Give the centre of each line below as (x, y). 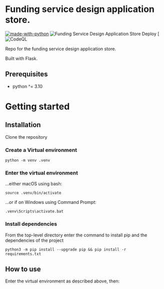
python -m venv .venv (28, 161)
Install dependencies (31, 224)
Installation (23, 125)
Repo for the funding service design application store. (61, 49)
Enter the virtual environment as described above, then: (62, 281)
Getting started (37, 106)
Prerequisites (26, 74)
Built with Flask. (21, 58)
